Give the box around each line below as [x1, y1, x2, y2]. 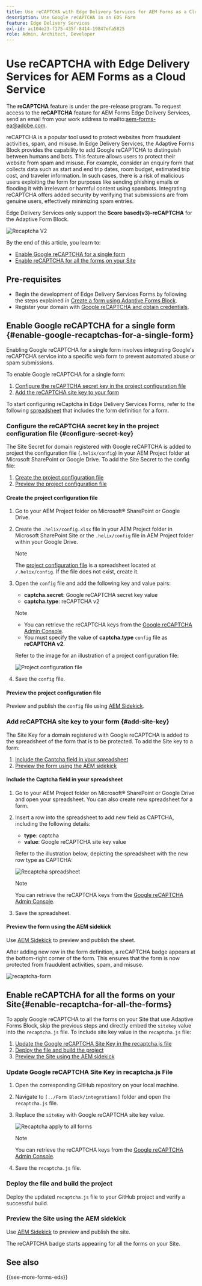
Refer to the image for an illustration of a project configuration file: [14, 652, 179, 660]
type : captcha [23, 832, 59, 839]
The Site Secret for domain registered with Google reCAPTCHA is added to [6, 443, 191, 450]
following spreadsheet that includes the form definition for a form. [6, 407, 170, 414]
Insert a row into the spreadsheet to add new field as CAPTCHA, [14, 814, 174, 821]
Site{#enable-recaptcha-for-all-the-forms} [6, 999, 173, 1010]
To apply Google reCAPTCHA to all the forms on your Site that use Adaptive [6, 1016, 194, 1023]
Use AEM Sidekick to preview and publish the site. [6, 1228, 131, 1235]
